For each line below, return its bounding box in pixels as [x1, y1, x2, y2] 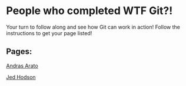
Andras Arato [6, 62, 38, 69]
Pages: [6, 47, 32, 57]
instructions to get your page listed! [6, 29, 92, 36]
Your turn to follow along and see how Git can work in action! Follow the [6, 23, 181, 30]
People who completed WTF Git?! [6, 4, 173, 18]
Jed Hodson [6, 73, 36, 80]
